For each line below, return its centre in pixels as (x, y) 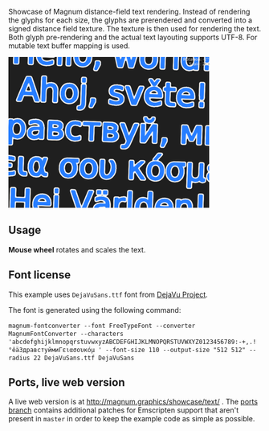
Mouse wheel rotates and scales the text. (77, 249)
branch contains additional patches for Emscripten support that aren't (124, 410)
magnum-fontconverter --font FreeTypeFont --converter (102, 326)
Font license (39, 275)
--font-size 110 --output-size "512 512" (176, 350)
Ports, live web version (67, 382)
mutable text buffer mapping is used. (69, 46)
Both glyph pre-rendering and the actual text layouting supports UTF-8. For (133, 37)
